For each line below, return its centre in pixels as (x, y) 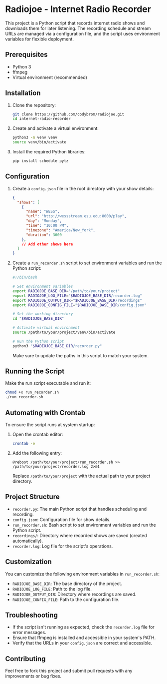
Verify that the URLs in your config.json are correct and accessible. (82, 643)
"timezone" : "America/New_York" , (61, 230)
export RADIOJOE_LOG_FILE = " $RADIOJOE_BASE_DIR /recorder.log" (77, 296)
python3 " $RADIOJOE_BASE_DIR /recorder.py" (57, 346)
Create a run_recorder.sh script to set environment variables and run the (87, 263)
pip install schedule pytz (40, 161)
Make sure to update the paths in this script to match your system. (80, 355)
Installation (23, 93)
